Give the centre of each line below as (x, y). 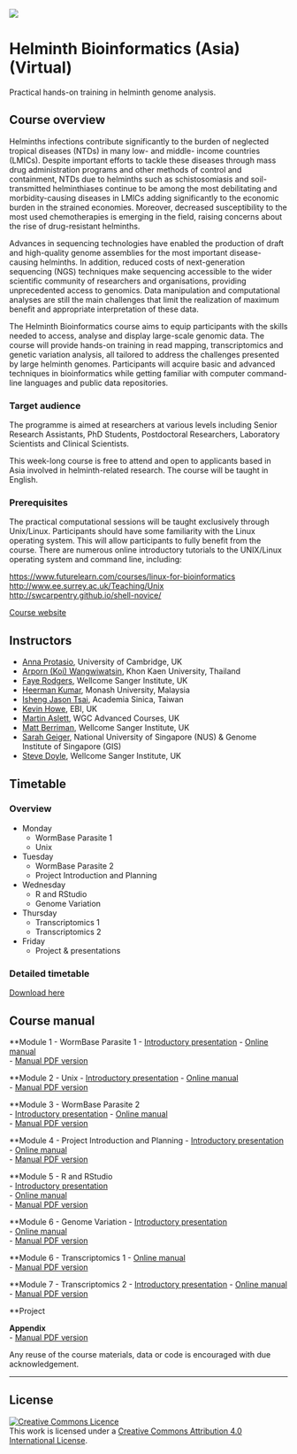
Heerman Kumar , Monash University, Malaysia (106, 690)
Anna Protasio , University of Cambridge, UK (102, 662)
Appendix (27, 1327)
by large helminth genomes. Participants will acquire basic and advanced (142, 364)
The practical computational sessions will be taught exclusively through (139, 522)
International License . (49, 1440)
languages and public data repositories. (96, 383)
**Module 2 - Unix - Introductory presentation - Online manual (124, 1078)
